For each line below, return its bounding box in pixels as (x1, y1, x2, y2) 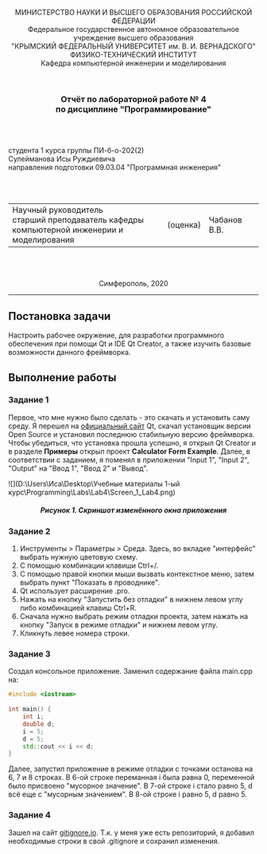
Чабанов (208, 214, 242, 226)
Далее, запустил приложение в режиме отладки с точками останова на (8, 764, 253, 773)
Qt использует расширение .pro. (19, 586, 130, 596)
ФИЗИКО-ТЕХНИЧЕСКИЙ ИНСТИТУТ (70, 50, 197, 59)
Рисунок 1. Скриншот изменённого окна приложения (40, 506, 227, 515)
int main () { (8, 706, 52, 714)
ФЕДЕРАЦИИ (110, 16, 157, 26)
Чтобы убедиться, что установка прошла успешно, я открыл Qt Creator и (8, 438, 257, 447)
